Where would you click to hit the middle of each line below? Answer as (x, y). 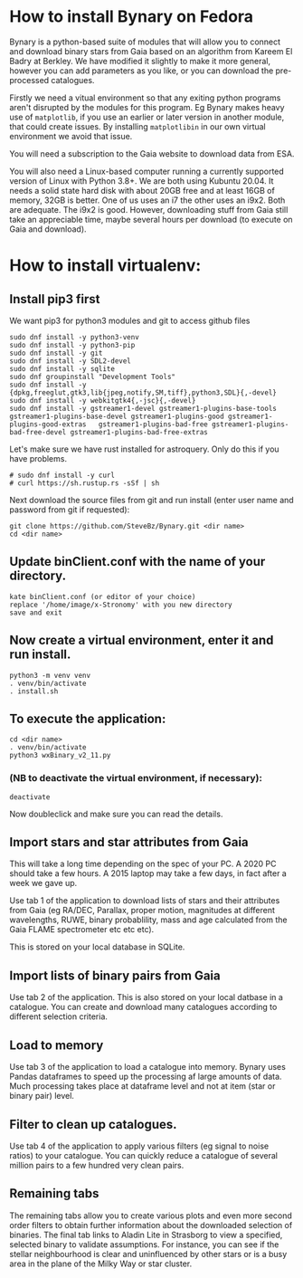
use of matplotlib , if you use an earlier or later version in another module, (147, 117)
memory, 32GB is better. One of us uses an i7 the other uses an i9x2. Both (147, 200)
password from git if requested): (70, 510)
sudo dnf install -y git (56, 353)
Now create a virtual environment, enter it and (142, 640)
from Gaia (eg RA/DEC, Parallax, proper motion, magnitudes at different (142, 911)
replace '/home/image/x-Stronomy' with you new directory (121, 605)
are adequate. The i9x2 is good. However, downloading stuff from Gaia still (149, 209)
